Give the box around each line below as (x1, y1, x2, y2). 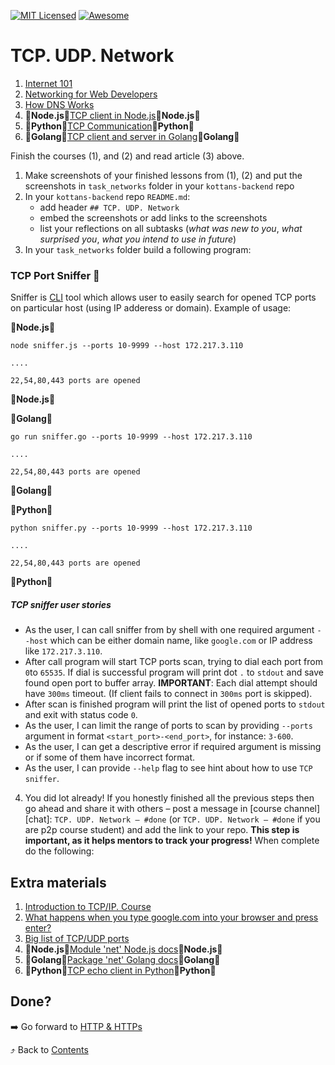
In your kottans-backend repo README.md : (24, 190, 191, 202)
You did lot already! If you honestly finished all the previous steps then (24, 792, 315, 804)
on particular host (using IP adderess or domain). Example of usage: (10, 302, 292, 314)
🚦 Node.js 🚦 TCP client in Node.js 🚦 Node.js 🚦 (24, 109, 201, 121)
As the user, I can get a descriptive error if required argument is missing (24, 741, 322, 753)
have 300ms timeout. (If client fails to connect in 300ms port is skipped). (24, 688, 313, 700)
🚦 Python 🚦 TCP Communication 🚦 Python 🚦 (24, 120, 195, 132)
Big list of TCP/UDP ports (24, 933, 130, 945)
